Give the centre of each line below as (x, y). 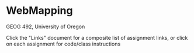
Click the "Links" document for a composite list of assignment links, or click (97, 37)
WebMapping (39, 11)
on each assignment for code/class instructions (63, 44)
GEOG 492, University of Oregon (46, 26)
